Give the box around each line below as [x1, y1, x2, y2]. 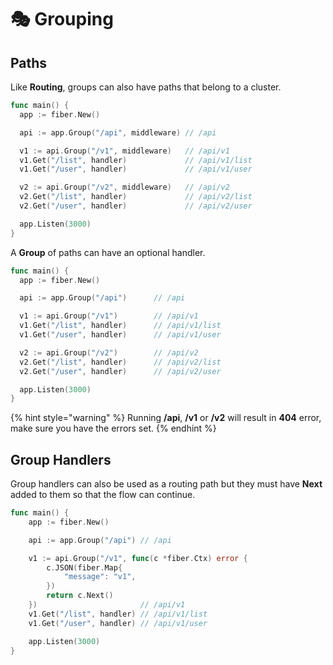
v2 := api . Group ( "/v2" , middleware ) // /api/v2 [19, 182, 230, 193]
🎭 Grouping [10, 8, 114, 31]
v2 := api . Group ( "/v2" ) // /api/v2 [19, 347, 199, 358]
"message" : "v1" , [63, 572, 137, 582]
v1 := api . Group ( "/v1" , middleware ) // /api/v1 [19, 146, 230, 156]
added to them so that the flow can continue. [10, 489, 196, 501]
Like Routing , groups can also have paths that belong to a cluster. [10, 81, 282, 93]
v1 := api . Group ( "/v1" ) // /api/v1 [19, 311, 199, 321]
